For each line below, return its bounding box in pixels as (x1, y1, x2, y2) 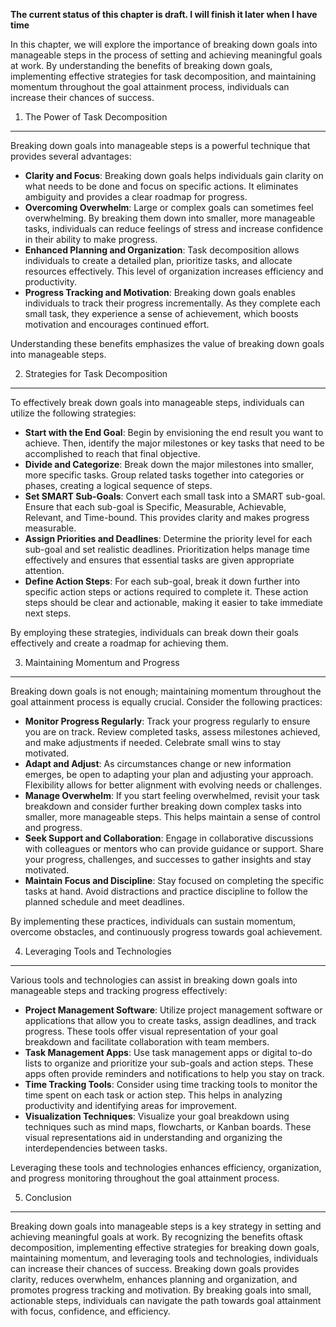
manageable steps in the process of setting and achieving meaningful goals (10, 49, 323, 61)
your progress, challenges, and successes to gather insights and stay (24, 854, 312, 865)
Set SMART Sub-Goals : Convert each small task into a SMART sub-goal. (24, 490, 326, 502)
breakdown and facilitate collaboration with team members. (24, 1036, 270, 1048)
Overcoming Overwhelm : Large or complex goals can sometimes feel (24, 202, 314, 213)
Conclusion (24, 1192, 72, 1203)
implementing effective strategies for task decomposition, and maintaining (10, 70, 317, 82)
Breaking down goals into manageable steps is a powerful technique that (10, 140, 311, 151)
